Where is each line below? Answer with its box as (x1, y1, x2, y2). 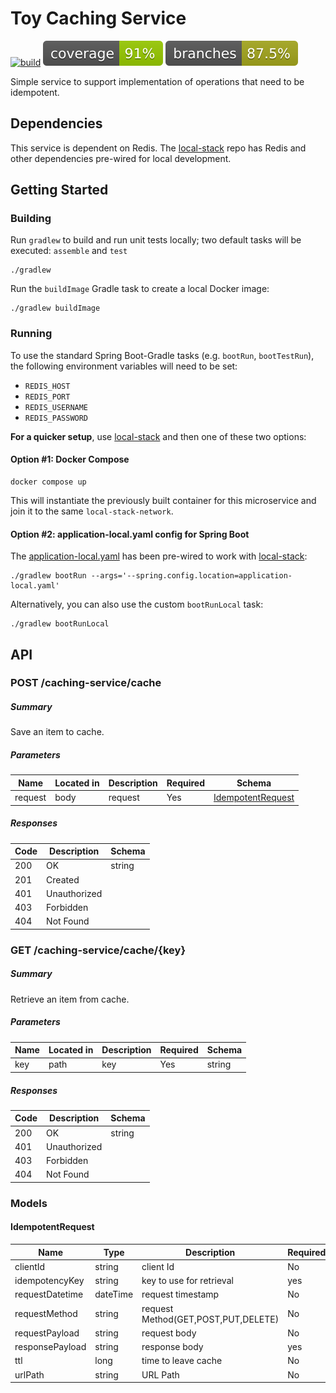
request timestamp (141, 1288, 220, 1301)
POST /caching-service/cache (10, 676, 162, 690)
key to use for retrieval (141, 1275, 234, 1287)
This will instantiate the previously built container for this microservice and (10, 494, 317, 506)
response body (141, 1341, 204, 1353)
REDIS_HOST (24, 381, 71, 391)
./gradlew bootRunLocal (10, 619, 110, 629)
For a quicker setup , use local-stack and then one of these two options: (10, 430, 307, 442)
